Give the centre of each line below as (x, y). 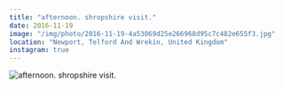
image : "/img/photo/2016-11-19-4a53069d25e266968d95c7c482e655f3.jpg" (142, 33)
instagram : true (39, 50)
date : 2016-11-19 (41, 26)
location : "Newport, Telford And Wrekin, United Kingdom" (118, 42)
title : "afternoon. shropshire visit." (83, 17)
